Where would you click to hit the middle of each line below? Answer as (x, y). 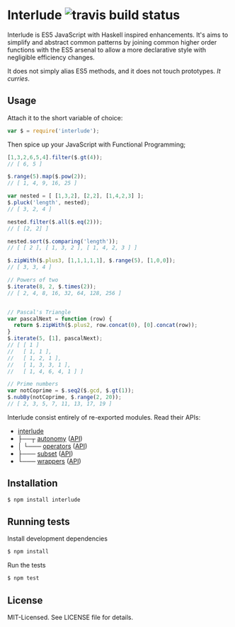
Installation (33, 484)
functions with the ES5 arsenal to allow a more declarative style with (107, 50)
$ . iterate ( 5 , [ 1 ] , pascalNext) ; (55, 339)
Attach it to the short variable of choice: (65, 117)
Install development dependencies (58, 539)
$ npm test (23, 578)
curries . (19, 79)
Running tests (39, 521)
